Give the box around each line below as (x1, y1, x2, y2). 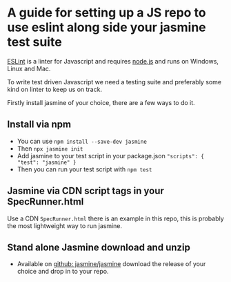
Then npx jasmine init (17, 144, 84, 153)
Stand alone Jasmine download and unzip (7, 241, 191, 253)
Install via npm (7, 119, 71, 131)
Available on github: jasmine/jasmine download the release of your (17, 260, 206, 268)
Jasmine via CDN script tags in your (7, 185, 164, 197)
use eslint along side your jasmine (7, 19, 207, 35)
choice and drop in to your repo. (17, 267, 109, 276)
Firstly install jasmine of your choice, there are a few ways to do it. (7, 98, 195, 106)
